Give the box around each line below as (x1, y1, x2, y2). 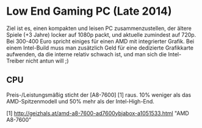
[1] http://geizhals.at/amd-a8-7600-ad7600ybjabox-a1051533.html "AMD (6, 109, 189, 117)
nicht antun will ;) (25, 57, 69, 64)
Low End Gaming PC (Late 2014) (6, 4, 172, 18)
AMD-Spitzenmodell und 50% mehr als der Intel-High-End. (6, 97, 154, 105)
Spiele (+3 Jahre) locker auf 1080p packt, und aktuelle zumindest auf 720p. (6, 31, 197, 38)
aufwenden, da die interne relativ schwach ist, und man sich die (6, 50, 167, 58)
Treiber (6, 57, 24, 64)
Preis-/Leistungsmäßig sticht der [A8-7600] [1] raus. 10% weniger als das (6, 91, 191, 99)
